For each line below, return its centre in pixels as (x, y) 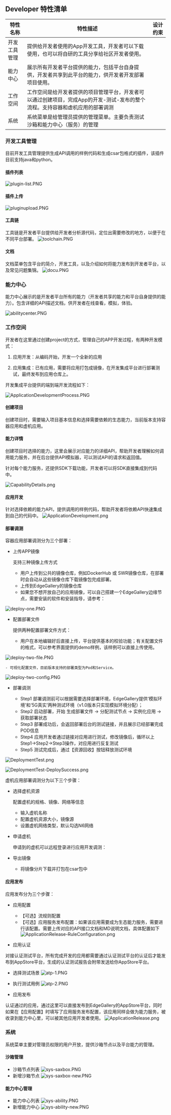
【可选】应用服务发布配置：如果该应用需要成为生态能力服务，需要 (89, 922)
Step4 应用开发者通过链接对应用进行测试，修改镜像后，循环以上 (87, 737)
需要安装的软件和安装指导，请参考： (67, 599)
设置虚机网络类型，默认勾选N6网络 (57, 826)
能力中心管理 (19, 1088)
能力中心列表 (26, 1101)
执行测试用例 (26, 983)
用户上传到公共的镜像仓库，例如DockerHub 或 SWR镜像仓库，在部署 (92, 573)
